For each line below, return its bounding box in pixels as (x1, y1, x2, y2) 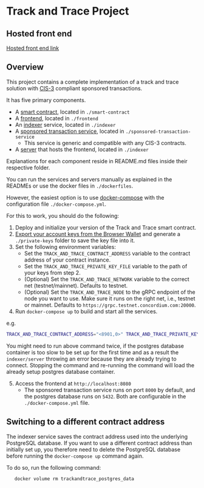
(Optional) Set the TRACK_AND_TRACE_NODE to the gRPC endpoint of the (24, 288, 195, 296)
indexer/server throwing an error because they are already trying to (6, 355, 177, 362)
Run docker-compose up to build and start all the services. (15, 308, 158, 315)
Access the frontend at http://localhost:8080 (15, 379, 132, 387)
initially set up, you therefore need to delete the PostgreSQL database (6, 446, 181, 453)
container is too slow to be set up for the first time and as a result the (6, 348, 179, 356)
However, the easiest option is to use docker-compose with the (6, 194, 165, 201)
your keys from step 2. (24, 269, 81, 276)
